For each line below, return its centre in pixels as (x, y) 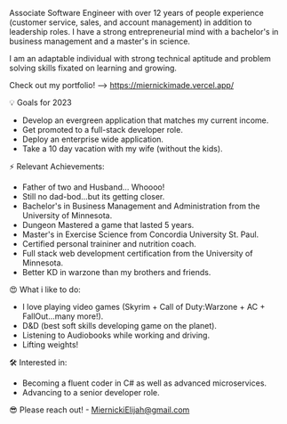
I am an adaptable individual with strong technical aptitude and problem (140, 58)
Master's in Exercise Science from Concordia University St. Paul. (140, 234)
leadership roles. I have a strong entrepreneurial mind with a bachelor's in (144, 32)
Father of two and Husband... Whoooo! (93, 187)
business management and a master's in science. (100, 41)
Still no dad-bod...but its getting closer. (93, 196)
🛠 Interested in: (38, 363)
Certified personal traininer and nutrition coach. (109, 244)
